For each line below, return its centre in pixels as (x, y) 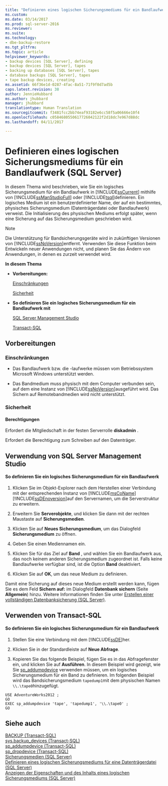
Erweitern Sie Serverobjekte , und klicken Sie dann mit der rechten (81, 514)
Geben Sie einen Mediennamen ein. (49, 544)
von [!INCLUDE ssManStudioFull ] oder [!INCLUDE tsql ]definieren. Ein (75, 197)
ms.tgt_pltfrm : (21, 47)
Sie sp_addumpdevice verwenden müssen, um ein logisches (75, 669)
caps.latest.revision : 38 (32, 89)
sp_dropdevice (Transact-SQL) (37, 751)
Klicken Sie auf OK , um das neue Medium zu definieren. (70, 574)
